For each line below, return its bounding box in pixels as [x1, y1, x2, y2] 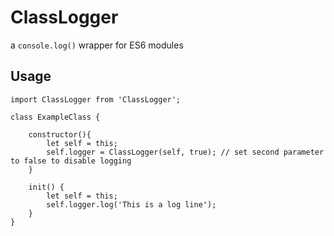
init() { [28, 182, 65, 192]
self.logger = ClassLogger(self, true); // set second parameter [46, 147, 325, 157]
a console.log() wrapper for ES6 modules [10, 39, 184, 51]
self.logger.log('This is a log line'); [46, 199, 217, 210]
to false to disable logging [10, 156, 132, 166]
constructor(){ [28, 129, 92, 140]
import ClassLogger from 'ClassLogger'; [10, 94, 182, 105]
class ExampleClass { [10, 112, 101, 122]
